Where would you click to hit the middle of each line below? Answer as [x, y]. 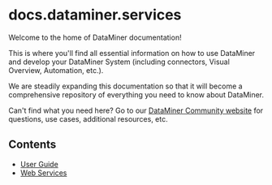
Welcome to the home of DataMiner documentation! [95, 37]
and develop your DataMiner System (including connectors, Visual [119, 62]
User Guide [39, 164]
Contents [32, 145]
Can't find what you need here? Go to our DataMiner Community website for [136, 110]
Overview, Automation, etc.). [56, 70]
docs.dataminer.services [95, 15]
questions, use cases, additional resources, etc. [88, 118]
